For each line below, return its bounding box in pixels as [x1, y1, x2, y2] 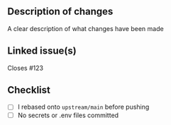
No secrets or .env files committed [17, 111, 119, 119]
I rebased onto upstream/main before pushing [17, 102, 150, 112]
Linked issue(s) [7, 45, 77, 57]
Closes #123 [7, 64, 44, 72]
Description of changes [7, 6, 114, 18]
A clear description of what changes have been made [7, 24, 165, 32]
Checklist [7, 84, 51, 96]
